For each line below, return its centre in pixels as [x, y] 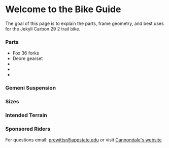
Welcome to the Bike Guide [63, 9]
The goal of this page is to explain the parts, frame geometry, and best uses [84, 23]
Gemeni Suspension [31, 88]
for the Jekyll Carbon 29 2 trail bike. [43, 28]
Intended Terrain [26, 115]
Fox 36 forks [26, 53]
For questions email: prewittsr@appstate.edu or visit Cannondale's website [83, 140]
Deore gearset [28, 58]
